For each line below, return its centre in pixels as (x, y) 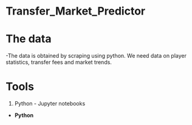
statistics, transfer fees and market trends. (59, 62)
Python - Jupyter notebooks (50, 104)
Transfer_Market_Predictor (76, 11)
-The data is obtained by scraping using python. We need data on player (96, 56)
